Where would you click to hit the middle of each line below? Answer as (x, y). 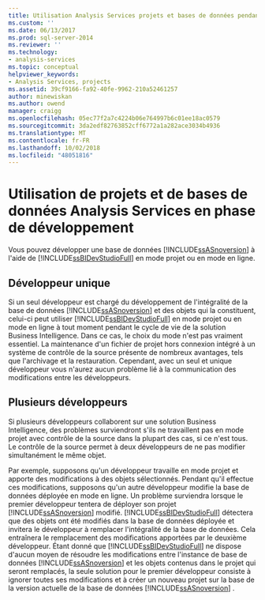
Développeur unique (59, 283)
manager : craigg (35, 111)
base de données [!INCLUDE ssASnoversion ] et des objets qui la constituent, (132, 310)
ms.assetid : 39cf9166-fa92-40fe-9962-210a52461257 (93, 89)
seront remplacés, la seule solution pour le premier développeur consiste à (129, 571)
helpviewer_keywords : (44, 74)
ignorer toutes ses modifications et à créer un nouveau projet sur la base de (131, 579)
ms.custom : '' (32, 23)
